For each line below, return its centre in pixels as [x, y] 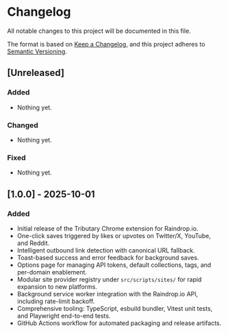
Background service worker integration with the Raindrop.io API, [107, 294]
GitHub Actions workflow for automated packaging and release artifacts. [119, 323]
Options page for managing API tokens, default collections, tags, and [114, 265]
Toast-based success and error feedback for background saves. [108, 257]
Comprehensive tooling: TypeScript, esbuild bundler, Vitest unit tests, [115, 308]
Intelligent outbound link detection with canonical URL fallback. [106, 250]
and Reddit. [33, 243]
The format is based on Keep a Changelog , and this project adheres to [106, 44]
